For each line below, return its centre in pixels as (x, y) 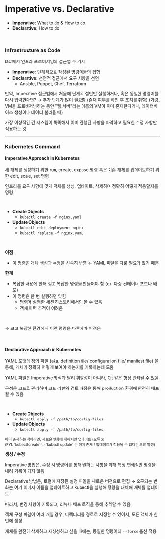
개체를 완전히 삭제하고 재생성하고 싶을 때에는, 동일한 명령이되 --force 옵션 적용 (81, 531)
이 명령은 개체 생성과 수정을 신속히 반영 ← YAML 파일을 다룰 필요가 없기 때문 (85, 263)
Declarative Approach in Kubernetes (43, 349)
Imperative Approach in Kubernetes (42, 158)
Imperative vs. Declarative (60, 9)
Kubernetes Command (33, 147)
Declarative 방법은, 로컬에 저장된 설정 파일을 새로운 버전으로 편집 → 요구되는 (79, 481)
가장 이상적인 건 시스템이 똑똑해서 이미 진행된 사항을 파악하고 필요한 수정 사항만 (81, 123)
